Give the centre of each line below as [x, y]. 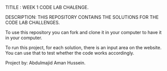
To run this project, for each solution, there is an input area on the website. [83, 47]
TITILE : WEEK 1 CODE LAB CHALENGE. [47, 7]
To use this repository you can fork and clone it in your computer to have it [83, 32]
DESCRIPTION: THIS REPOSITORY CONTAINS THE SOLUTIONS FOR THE [82, 17]
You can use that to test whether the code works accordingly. [70, 53]
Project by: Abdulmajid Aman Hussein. [45, 63]
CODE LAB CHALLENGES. [33, 23]
